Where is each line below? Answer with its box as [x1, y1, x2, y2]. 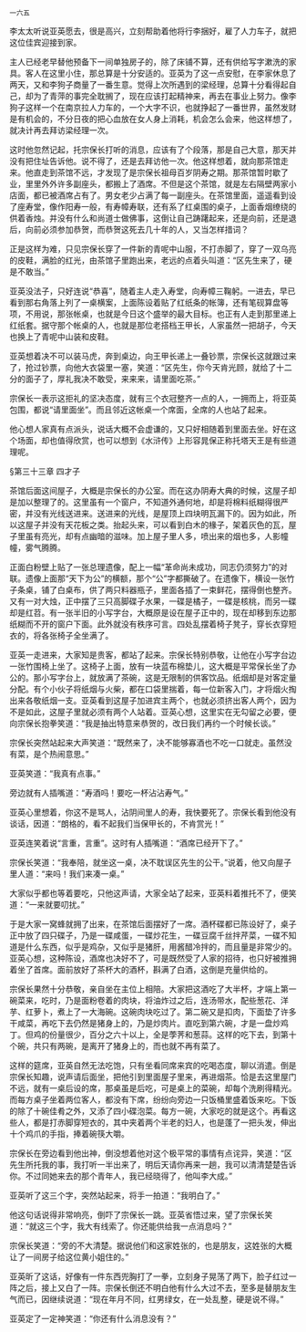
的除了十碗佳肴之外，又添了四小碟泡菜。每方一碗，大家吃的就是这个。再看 [9, 1106, 289, 1116]
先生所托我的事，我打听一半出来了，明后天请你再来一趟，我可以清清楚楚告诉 [9, 1160, 297, 1170]
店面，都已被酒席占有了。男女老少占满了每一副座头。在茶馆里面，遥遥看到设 [9, 190, 297, 201]
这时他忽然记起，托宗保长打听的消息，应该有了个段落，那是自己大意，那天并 [9, 144, 297, 155]
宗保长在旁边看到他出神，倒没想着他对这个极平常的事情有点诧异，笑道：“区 [9, 1148, 293, 1159]
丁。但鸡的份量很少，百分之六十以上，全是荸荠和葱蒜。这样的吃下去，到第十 [9, 1029, 297, 1040]
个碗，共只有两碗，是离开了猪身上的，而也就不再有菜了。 [9, 1041, 225, 1051]
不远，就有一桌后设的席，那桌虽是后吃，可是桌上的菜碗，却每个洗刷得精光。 [9, 1083, 297, 1093]
